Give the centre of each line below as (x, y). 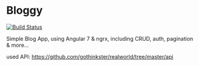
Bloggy (25, 10)
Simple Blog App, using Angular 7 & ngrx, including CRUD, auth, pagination (100, 38)
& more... (18, 45)
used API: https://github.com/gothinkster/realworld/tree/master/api (90, 56)
